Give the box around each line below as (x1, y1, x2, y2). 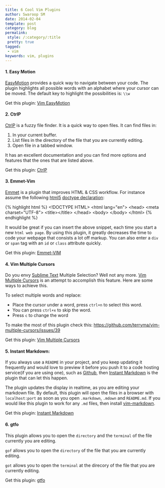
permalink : (5, 30, 28, 35)
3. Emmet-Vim (5, 178, 36, 184)
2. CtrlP (5, 111, 21, 117)
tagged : (5, 44, 21, 49)
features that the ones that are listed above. (5, 157, 94, 163)
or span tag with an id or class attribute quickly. (5, 240, 102, 246)
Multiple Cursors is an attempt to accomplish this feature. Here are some (5, 277, 153, 283)
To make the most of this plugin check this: (5, 322, 93, 328)
